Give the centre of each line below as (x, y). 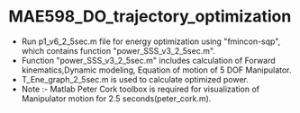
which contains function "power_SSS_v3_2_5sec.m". (118, 50)
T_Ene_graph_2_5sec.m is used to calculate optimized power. (135, 79)
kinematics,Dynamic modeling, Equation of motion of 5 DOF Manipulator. (156, 70)
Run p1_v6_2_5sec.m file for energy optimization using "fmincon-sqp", (151, 41)
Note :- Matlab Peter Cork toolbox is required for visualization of (141, 89)
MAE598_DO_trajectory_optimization (150, 17)
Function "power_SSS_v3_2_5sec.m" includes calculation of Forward (148, 60)
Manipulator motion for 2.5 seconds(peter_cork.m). (116, 98)
